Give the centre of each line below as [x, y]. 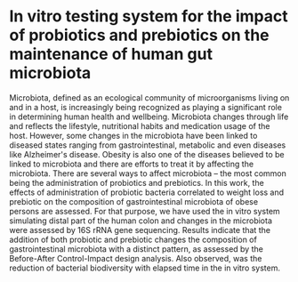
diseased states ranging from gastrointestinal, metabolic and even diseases [148, 145]
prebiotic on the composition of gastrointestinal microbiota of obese [134, 201]
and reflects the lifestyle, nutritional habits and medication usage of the [140, 125]
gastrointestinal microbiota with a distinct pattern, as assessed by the [137, 249]
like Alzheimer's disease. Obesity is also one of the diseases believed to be [147, 154]
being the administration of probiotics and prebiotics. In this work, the [137, 182]
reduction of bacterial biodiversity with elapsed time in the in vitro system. [145, 268]
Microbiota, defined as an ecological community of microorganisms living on [149, 97]
